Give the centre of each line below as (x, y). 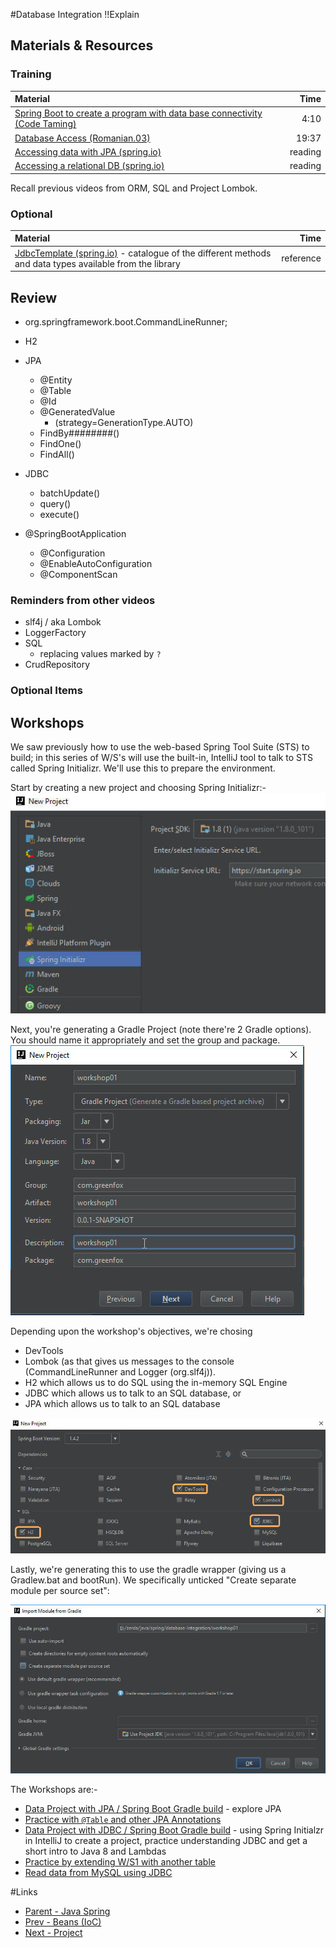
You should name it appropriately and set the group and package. (145, 1040)
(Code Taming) (45, 124)
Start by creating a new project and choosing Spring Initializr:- (138, 788)
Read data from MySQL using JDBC (98, 1873)
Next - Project (53, 1933)
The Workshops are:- (54, 1790)
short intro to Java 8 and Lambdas (95, 1851)
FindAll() (57, 455)
